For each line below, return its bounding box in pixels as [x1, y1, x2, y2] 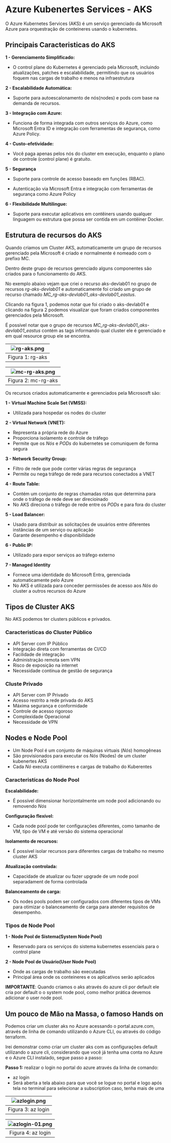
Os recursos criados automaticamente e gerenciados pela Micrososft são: [5, 390, 161, 396]
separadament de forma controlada [12, 879, 88, 885]
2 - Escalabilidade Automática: [5, 85, 72, 91]
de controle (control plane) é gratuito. [12, 156, 92, 162]
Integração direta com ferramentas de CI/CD [12, 646, 107, 652]
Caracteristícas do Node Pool [5, 776, 80, 783]
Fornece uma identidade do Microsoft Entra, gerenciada [12, 571, 131, 577]
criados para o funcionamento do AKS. [5, 270, 87, 276]
